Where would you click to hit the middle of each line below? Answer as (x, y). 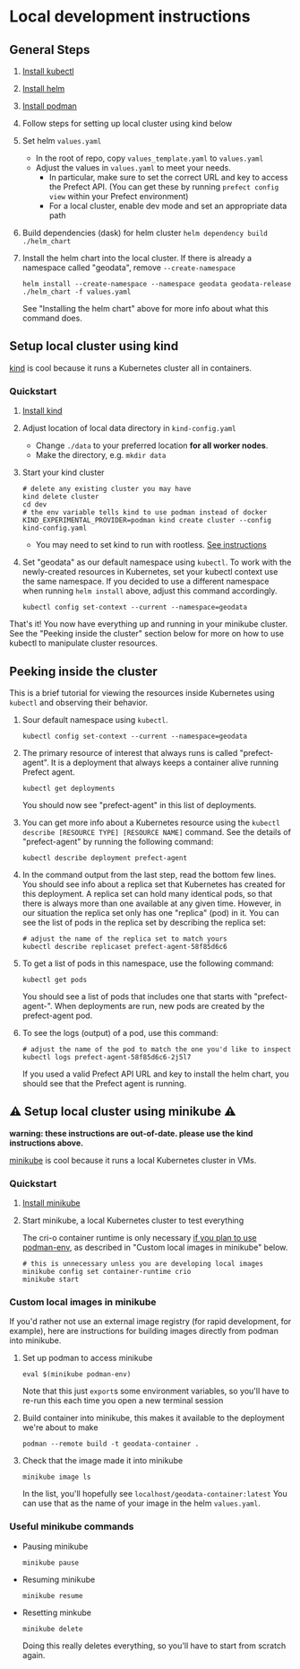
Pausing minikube (55, 1546)
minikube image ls (56, 1477)
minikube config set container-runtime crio (107, 1272)
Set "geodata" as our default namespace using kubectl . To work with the (157, 562)
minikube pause (51, 1563)
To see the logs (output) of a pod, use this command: (120, 1032)
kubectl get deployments (69, 788)
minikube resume (52, 1595)
